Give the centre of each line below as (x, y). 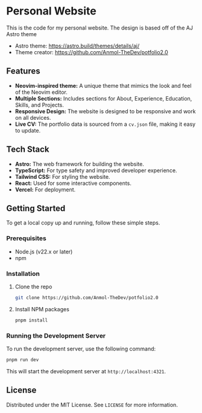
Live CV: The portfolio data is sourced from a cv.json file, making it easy (105, 124)
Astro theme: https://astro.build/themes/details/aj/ (77, 46)
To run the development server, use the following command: (81, 349)
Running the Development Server (56, 335)
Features (23, 71)
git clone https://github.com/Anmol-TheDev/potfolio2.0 (87, 297)
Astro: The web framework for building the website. (80, 164)
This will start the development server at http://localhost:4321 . (86, 371)
